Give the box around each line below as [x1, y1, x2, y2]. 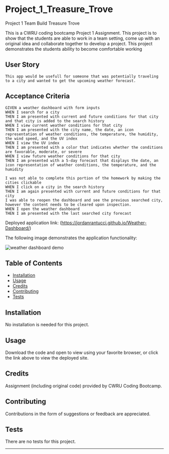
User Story [5, 60, 40, 69]
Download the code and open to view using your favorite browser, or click [5, 349, 158, 355]
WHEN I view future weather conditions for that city [5, 153, 121, 159]
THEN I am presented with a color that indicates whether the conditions [5, 145, 163, 150]
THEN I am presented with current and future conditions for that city [5, 114, 158, 119]
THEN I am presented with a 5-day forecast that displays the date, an [5, 158, 158, 163]
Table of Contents [5, 259, 63, 267]
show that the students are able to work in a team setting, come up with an [5, 35, 160, 41]
